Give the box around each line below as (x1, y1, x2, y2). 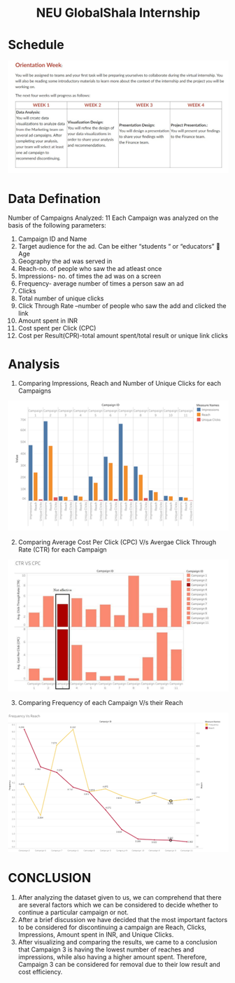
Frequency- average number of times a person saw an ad (17, 279, 184, 288)
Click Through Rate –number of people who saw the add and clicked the (17, 302, 227, 310)
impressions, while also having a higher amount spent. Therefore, (17, 953, 207, 961)
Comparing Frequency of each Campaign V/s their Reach (17, 699, 183, 707)
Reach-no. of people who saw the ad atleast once (17, 265, 162, 273)
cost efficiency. (17, 968, 63, 976)
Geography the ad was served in (17, 257, 113, 265)
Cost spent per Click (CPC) (17, 324, 97, 333)
